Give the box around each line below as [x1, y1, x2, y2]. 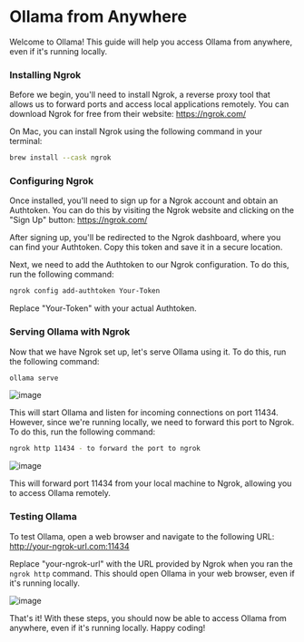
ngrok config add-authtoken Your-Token [9, 287, 161, 296]
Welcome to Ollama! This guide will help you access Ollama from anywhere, [9, 36, 293, 47]
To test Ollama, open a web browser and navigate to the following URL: [9, 530, 275, 541]
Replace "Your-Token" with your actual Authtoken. [9, 303, 197, 314]
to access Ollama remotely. [9, 488, 112, 499]
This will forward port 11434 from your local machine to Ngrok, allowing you [9, 478, 292, 489]
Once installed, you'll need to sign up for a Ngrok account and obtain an [9, 195, 279, 206]
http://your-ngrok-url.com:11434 [9, 540, 130, 551]
